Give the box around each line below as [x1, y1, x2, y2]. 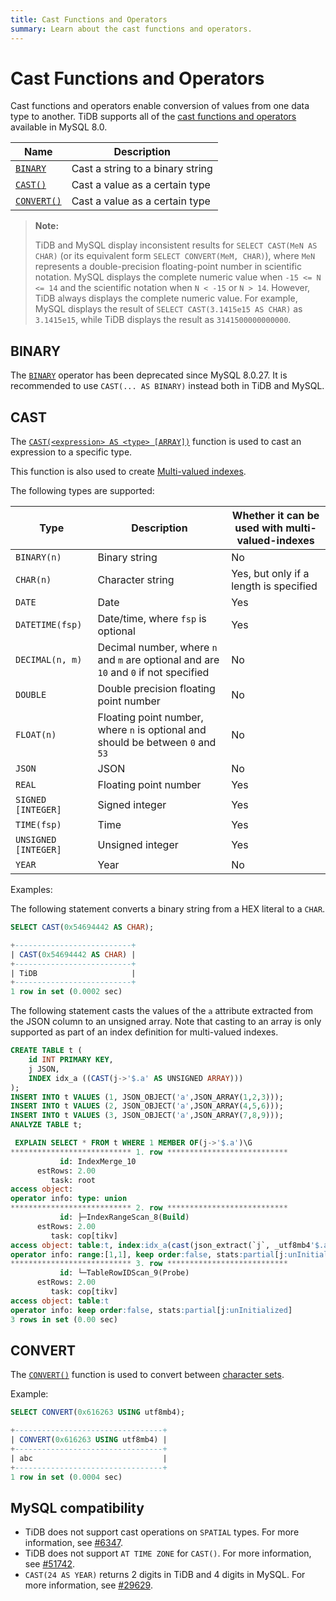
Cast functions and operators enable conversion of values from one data [10, 100, 310, 112]
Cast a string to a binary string [71, 162, 213, 176]
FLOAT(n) [15, 729, 57, 741]
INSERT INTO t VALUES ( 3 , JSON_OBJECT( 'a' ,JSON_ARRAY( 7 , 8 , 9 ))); [10, 1111, 284, 1121]
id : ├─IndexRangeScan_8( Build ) [59, 1212, 190, 1223]
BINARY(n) [15, 552, 62, 563]
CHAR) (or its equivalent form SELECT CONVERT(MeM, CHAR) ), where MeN [34, 250, 316, 262]
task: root [50, 1175, 97, 1185]
